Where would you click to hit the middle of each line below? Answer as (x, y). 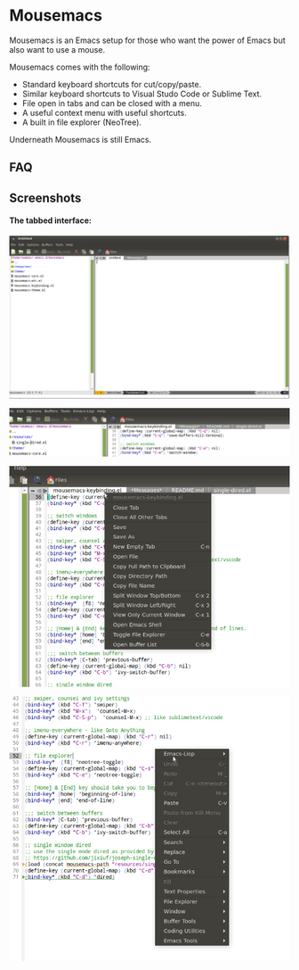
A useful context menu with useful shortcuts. (104, 112)
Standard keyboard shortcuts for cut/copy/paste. (112, 84)
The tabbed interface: (50, 220)
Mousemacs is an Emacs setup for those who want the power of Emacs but (148, 40)
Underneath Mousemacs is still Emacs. (81, 139)
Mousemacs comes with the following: (80, 67)
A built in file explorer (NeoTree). (82, 122)
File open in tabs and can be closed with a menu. (112, 103)
